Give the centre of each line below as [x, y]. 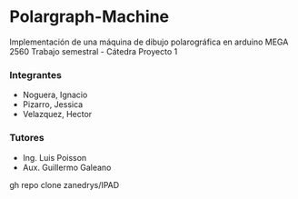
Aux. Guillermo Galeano [67, 167]
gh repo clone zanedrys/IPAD [65, 184]
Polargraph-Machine [89, 17]
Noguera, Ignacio [55, 95]
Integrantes [35, 75]
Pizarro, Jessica [53, 104]
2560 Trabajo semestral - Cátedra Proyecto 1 [94, 51]
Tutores [27, 138]
